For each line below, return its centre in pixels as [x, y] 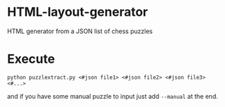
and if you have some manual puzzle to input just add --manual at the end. [112, 96]
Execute [31, 59]
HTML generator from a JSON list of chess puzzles [80, 31]
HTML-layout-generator [78, 12]
